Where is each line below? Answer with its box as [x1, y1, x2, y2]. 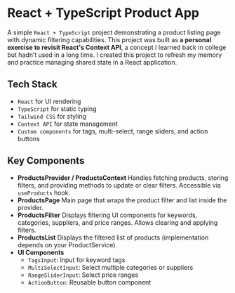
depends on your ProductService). [17, 240, 118, 249]
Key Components [7, 155, 85, 167]
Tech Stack [7, 79, 58, 91]
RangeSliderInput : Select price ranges [27, 271, 139, 279]
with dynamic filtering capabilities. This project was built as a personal [7, 35, 212, 44]
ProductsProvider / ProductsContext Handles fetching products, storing [17, 174, 229, 182]
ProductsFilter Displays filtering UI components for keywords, [17, 211, 198, 219]
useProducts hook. [17, 188, 71, 197]
